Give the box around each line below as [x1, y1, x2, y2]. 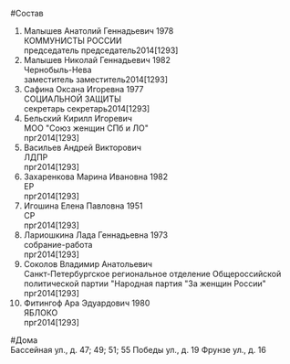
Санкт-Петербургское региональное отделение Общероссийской [23, 269, 282, 279]
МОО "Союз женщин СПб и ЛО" [23, 123, 149, 134]
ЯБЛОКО [23, 307, 58, 318]
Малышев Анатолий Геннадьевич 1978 [23, 26, 174, 36]
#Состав [10, 8, 44, 18]
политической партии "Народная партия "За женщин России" [23, 278, 267, 289]
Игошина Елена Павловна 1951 [23, 200, 144, 211]
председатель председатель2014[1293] [23, 45, 179, 56]
